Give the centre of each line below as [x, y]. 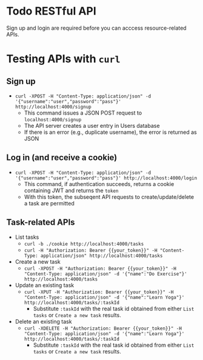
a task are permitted [49, 203]
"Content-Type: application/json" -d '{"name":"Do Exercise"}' [106, 274]
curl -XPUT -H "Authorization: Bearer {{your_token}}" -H [99, 292]
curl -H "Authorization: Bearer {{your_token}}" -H [91, 250]
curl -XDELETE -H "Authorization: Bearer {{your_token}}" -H [103, 328]
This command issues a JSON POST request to [83, 113]
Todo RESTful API [52, 11]
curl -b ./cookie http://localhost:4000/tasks [84, 244]
